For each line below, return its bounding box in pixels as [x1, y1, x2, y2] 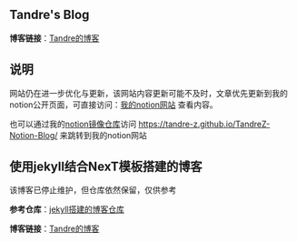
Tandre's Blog [9, 7, 90, 23]
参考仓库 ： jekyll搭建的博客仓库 [9, 204, 124, 215]
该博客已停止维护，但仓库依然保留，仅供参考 [9, 185, 177, 196]
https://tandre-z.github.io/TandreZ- [138, 118, 271, 129]
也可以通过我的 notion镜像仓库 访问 [9, 118, 137, 129]
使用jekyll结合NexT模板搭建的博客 [9, 159, 203, 175]
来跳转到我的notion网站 [59, 129, 147, 140]
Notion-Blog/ [9, 129, 58, 140]
